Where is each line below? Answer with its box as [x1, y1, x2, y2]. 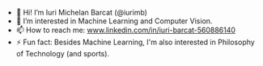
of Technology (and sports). [15, 49, 110, 58]
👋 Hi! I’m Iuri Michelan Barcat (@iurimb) [15, 8, 148, 17]
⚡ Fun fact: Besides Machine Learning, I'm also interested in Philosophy [15, 37, 255, 47]
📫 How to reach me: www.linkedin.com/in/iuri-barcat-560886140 [15, 25, 236, 35]
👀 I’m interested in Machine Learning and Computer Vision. [15, 16, 213, 26]
